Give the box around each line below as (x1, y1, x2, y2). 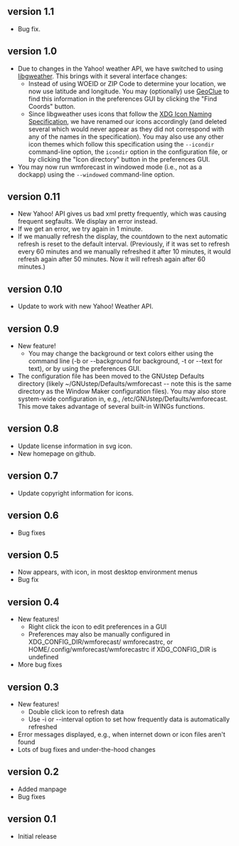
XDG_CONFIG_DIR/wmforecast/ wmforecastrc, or (28, 637, 174, 647)
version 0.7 (7, 470, 58, 482)
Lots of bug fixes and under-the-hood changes (17, 745, 156, 753)
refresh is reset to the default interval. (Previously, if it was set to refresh (17, 240, 230, 249)
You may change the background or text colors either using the (28, 349, 214, 358)
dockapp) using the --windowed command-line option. (17, 170, 175, 179)
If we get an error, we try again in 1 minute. (17, 224, 143, 234)
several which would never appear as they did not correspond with (28, 125, 225, 133)
